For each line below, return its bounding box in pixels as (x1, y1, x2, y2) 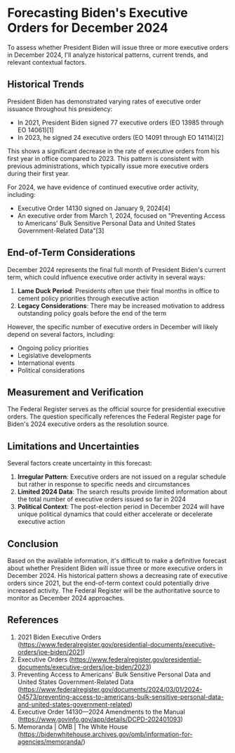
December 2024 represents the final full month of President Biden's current (7, 265, 226, 273)
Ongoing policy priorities (17, 343, 89, 352)
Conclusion (7, 538, 59, 550)
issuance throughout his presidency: (7, 104, 113, 113)
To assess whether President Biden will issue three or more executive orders (7, 43, 229, 51)
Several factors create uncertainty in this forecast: (7, 459, 152, 468)
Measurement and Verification (7, 386, 144, 398)
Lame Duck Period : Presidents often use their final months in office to (17, 286, 220, 295)
